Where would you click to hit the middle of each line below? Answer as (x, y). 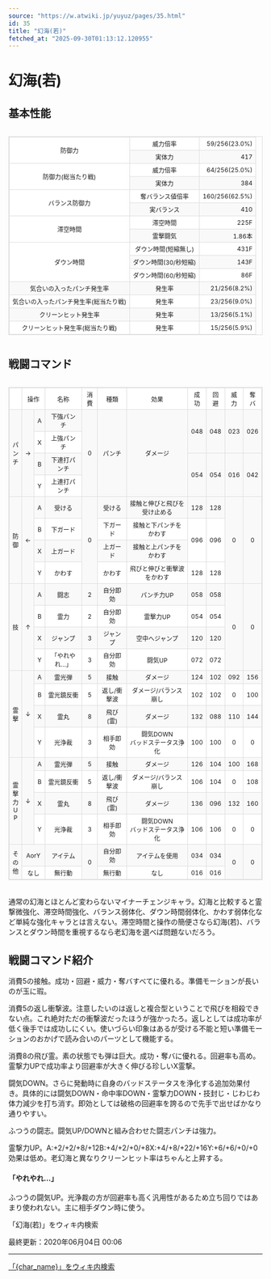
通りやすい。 (29, 1114)
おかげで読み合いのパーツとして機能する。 (107, 1039)
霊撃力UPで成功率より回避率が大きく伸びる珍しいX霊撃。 (104, 1066)
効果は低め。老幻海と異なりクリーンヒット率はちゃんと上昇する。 (118, 1158)
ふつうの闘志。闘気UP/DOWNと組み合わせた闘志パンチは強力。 (115, 1131)
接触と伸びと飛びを (158, 504)
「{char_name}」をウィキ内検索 (62, 1267)
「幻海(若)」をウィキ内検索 (54, 1225)
